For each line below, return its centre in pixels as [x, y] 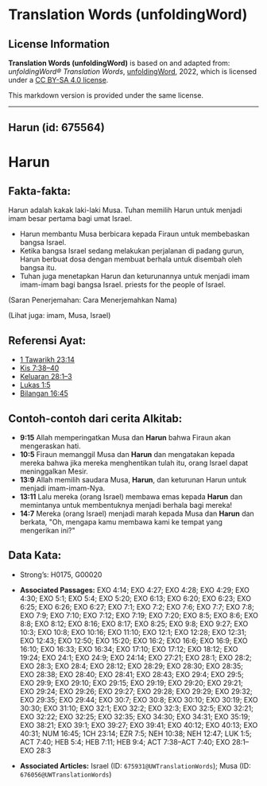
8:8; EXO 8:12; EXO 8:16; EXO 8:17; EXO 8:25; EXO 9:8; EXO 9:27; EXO [134, 623]
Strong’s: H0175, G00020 [61, 575]
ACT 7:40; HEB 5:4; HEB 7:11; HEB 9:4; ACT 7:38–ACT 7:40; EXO [125, 741]
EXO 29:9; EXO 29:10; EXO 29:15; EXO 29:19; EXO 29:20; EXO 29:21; [132, 683]
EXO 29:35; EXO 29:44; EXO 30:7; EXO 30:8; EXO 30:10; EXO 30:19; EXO [139, 699]
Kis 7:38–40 [39, 368]
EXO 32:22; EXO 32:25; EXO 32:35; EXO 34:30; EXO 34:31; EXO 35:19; [135, 716]
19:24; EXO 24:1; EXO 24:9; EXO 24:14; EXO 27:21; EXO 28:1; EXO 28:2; [135, 657]
